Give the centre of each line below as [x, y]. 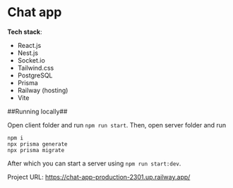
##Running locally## [37, 111]
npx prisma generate [38, 144]
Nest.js [28, 53]
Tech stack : [25, 32]
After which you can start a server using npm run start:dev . [94, 163]
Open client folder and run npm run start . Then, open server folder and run [117, 125]
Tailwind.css [36, 68]
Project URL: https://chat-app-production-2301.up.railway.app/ [99, 177]
